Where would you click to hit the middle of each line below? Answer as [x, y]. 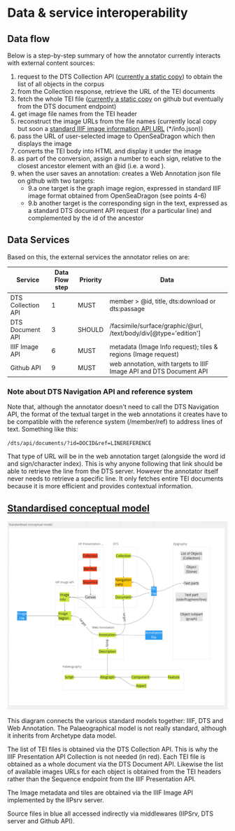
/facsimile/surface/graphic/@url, [156, 326]
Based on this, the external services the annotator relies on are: [99, 256]
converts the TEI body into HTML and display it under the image [109, 151]
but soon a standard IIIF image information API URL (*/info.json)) [110, 129]
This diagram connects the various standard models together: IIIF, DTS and [115, 720]
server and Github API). [41, 820]
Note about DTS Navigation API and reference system [100, 392]
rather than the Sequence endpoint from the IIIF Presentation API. [101, 778]
